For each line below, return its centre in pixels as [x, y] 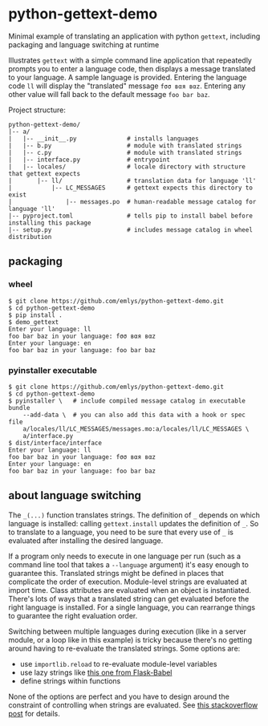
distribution [30, 237]
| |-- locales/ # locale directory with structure [127, 166]
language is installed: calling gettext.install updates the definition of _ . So [134, 523]
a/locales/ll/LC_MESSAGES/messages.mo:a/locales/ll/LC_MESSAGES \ [136, 429]
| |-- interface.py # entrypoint [89, 160]
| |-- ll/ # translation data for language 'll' [132, 180]
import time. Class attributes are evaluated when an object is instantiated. [130, 590]
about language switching [75, 495]
